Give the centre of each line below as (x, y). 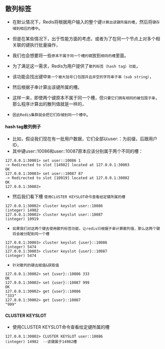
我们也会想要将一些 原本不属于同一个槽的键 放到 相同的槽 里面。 (70, 55)
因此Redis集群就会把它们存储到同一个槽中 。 (51, 114)
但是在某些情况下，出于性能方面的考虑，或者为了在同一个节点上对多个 (84, 38)
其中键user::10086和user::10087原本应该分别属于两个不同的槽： (78, 151)
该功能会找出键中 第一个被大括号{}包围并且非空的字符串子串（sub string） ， (83, 77)
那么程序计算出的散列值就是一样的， (49, 104)
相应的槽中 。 (31, 28)
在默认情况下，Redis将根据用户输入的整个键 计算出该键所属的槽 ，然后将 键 (84, 22)
